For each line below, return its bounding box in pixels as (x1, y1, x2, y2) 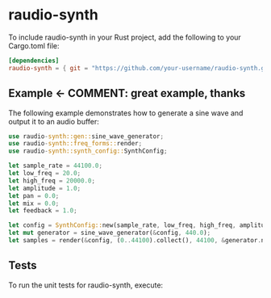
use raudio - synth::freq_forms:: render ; (8, 140, 143, 148)
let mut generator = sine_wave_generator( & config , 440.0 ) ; (8, 229, 211, 237)
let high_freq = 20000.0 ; (8, 176, 95, 185)
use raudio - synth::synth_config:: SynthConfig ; (8, 147, 168, 155)
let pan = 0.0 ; (8, 191, 60, 199)
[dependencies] (8, 57, 60, 65)
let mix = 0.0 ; (8, 199, 60, 208)
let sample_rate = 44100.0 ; (8, 162, 103, 170)
